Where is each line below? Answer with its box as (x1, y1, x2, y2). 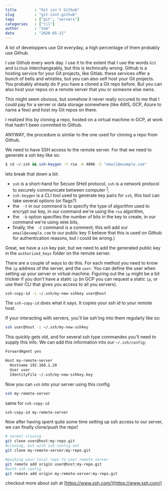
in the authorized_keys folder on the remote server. (5, 250, 111, 256)
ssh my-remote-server (5, 391, 51, 396)
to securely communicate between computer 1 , (12, 186, 109, 193)
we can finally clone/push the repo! (5, 424, 78, 430)
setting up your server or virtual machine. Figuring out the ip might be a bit (5, 270, 160, 277)
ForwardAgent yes (5, 349, 42, 354)
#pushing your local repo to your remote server (5, 457, 109, 462)
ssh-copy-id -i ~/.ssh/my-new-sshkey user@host (5, 291, 107, 296)
